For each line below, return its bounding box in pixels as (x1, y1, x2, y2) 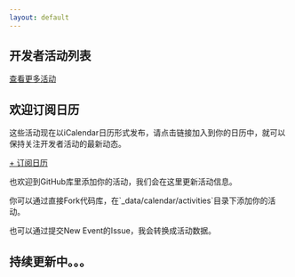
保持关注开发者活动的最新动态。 (9, 139, 126, 150)
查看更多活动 (9, 73, 56, 85)
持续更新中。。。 (9, 254, 92, 269)
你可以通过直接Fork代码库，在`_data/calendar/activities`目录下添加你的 (9, 195, 268, 206)
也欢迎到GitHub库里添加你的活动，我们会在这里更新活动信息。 (9, 176, 237, 187)
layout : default (9, 12, 69, 22)
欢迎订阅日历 (9, 102, 80, 117)
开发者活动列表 (9, 48, 92, 63)
